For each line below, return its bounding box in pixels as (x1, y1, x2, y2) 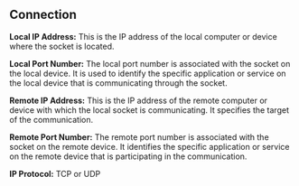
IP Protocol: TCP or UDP (9, 168, 101, 179)
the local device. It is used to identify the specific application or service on (9, 68, 286, 79)
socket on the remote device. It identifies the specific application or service (9, 141, 290, 152)
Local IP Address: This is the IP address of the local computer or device (9, 31, 277, 42)
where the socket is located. (9, 41, 115, 51)
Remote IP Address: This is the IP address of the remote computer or (9, 95, 268, 106)
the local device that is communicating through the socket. (9, 77, 228, 88)
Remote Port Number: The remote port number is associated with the (9, 131, 269, 143)
